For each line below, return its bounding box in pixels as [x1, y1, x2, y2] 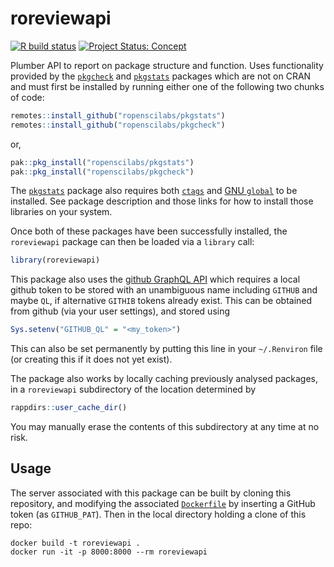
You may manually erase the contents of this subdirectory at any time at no [10, 421, 320, 433]
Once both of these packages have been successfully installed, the [10, 225, 288, 237]
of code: [10, 91, 45, 103]
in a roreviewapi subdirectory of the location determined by [10, 383, 257, 396]
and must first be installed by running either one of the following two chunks [10, 80, 325, 92]
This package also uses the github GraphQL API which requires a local [10, 273, 301, 286]
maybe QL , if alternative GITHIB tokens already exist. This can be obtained [10, 295, 313, 307]
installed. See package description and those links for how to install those [10, 195, 314, 207]
